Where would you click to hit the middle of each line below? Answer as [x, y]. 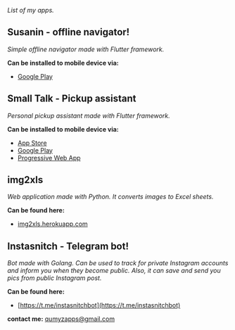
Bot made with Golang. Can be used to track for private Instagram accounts [118, 263]
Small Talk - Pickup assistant [72, 99]
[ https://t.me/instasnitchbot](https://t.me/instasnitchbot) [99, 305]
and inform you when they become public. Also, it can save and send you [114, 271]
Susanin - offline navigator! [69, 32]
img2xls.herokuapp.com [52, 224]
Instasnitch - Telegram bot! [68, 246]
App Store [32, 143]
